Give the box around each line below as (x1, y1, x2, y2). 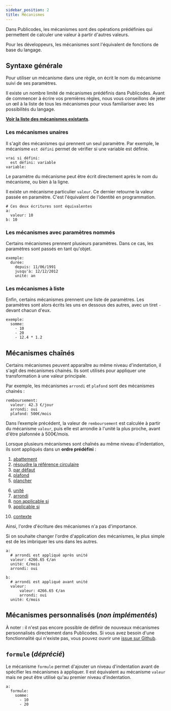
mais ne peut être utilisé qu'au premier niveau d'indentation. (6, 674, 131, 680)
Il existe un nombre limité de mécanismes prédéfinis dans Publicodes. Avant (6, 90, 165, 96)
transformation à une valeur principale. (6, 373, 87, 379)
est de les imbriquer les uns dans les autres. (6, 538, 98, 545)
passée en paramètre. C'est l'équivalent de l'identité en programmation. (6, 194, 156, 200)
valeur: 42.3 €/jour (10, 402, 54, 408)
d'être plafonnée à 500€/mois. (6, 431, 70, 437)
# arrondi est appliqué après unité (10, 553, 88, 558)
